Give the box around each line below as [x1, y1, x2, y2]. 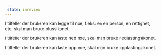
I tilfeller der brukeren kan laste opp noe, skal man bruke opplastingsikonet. [5, 44, 157, 50]
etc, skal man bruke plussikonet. [5, 25, 70, 32]
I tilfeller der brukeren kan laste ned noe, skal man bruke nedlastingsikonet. [5, 35, 156, 41]
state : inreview [7, 7, 40, 12]
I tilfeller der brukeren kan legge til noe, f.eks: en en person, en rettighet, [5, 20, 150, 26]
